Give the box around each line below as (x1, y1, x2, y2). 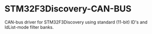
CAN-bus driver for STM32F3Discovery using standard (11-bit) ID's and (4, 19, 148, 25)
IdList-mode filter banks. (4, 24, 54, 30)
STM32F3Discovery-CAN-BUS (4, 3, 132, 14)
